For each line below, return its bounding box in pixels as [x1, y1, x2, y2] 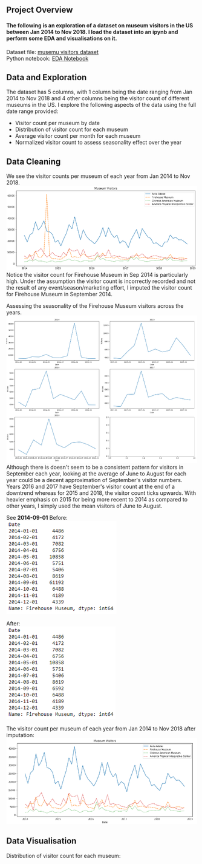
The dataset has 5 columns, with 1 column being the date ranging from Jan [6, 88, 192, 96]
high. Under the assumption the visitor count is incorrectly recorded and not [6, 277, 195, 285]
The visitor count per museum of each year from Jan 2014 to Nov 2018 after [6, 725, 196, 732]
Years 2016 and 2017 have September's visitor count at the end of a [6, 483, 175, 490]
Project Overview [6, 5, 73, 15]
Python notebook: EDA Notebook [6, 55, 89, 62]
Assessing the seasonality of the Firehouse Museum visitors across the [6, 302, 184, 310]
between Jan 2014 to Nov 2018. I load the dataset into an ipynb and [6, 28, 178, 35]
